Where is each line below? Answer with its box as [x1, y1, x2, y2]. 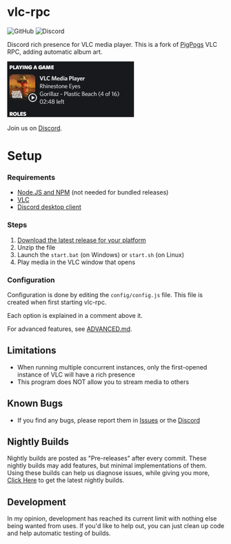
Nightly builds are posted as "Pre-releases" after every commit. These [7, 454, 207, 463]
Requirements [7, 173, 56, 183]
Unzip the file [17, 243, 56, 252]
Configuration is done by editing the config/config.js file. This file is [7, 291, 203, 299]
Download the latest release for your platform [17, 236, 146, 244]
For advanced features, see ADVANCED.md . [7, 325, 132, 333]
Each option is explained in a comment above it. [7, 312, 143, 320]
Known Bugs [7, 398, 63, 410]
